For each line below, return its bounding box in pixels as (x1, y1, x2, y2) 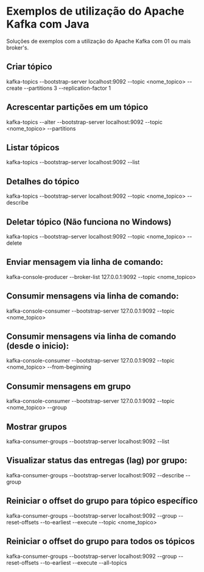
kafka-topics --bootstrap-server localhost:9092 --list (6, 159, 140, 166)
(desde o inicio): (6, 341, 69, 352)
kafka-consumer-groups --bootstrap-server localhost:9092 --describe (6, 471, 185, 479)
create (6, 84, 23, 92)
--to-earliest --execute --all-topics (40, 559, 127, 566)
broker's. (6, 44, 29, 51)
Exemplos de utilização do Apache (6, 4, 185, 18)
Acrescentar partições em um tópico (6, 102, 149, 112)
